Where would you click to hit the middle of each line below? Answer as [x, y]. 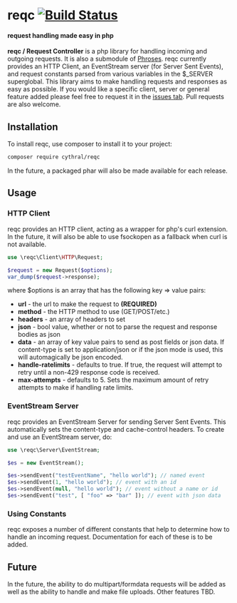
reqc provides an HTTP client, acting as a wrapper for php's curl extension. [117, 229]
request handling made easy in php [60, 35]
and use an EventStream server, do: [60, 437]
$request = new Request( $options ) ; [60, 270]
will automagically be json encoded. [70, 358]
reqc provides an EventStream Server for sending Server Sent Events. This [117, 422]
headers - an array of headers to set [72, 319]
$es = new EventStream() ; [46, 463]
